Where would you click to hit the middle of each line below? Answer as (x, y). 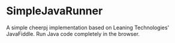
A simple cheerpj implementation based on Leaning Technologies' (88, 27)
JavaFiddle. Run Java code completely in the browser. (73, 33)
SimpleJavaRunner (55, 11)
